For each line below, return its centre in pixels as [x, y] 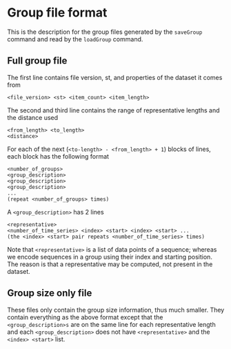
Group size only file [50, 293]
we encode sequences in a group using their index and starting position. [110, 257]
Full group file [37, 61]
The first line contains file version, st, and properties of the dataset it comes [115, 77]
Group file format [57, 13]
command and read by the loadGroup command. [75, 39]
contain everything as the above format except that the [85, 317]
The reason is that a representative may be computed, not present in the [110, 264]
